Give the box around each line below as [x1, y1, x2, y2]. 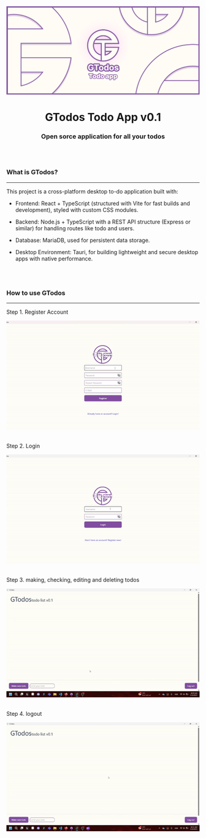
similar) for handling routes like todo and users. [15, 224, 135, 232]
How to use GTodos [6, 289, 66, 297]
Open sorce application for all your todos [40, 132, 166, 141]
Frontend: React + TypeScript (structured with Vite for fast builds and [15, 200, 190, 207]
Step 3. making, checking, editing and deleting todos [6, 576, 140, 584]
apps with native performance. [15, 255, 93, 262]
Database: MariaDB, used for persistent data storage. [15, 236, 150, 244]
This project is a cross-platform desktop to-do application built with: [6, 187, 178, 195]
